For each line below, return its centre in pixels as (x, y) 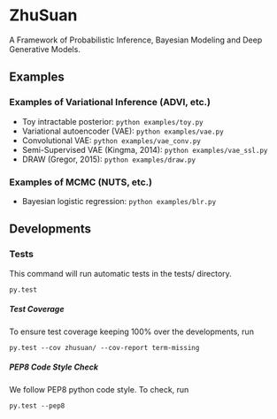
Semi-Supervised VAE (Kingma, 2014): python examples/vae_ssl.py (145, 149)
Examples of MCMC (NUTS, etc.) (81, 182)
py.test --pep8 (37, 406)
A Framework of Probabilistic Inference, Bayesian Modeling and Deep (136, 40)
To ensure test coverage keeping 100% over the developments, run (132, 331)
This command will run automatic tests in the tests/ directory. (120, 273)
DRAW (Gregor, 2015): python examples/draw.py (109, 159)
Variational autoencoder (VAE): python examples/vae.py (123, 131)
